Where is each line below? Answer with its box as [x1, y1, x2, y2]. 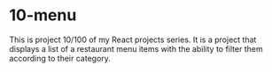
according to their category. [9, 53, 111, 63]
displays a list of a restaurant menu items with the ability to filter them [9, 43, 263, 54]
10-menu [9, 5, 77, 25]
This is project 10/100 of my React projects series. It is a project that [9, 34, 257, 45]
